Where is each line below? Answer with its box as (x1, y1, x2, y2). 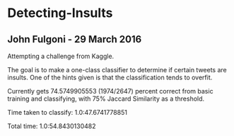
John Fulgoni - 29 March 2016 (7, 33, 142, 45)
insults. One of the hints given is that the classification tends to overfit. (7, 73, 213, 81)
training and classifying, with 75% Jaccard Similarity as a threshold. (7, 94, 205, 103)
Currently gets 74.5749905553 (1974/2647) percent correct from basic (7, 87, 213, 95)
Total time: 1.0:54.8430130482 (7, 122, 96, 130)
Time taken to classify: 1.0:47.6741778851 (7, 108, 127, 116)
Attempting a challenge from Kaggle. (7, 52, 115, 60)
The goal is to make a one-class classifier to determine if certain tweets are (7, 66, 228, 74)
